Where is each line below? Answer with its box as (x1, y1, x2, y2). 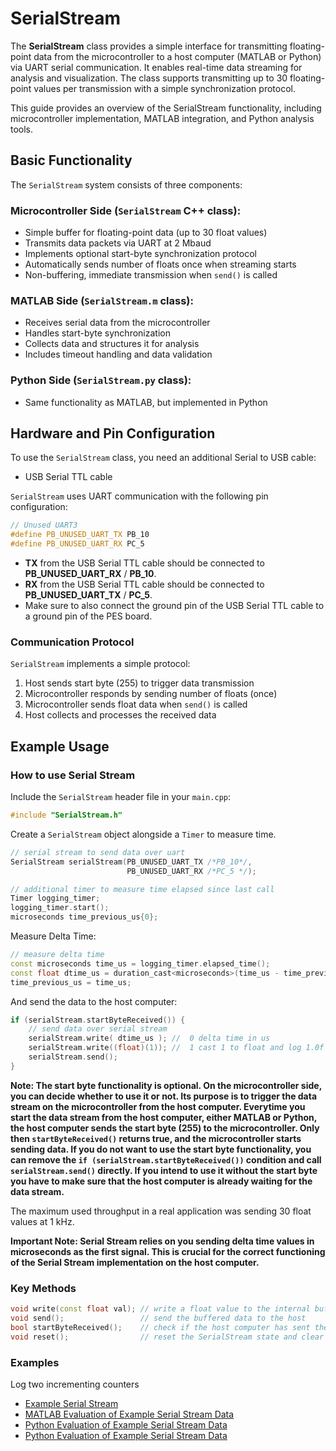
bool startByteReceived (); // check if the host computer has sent (10, 1322, 311, 1332)
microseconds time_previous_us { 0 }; (10, 912, 159, 922)
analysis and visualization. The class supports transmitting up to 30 (10, 72, 288, 84)
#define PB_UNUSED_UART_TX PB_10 (10, 530, 150, 540)
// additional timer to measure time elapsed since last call (10, 884, 275, 894)
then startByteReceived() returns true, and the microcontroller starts (10, 1132, 302, 1144)
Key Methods (10, 1281, 77, 1295)
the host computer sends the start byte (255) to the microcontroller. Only (10, 1122, 320, 1134)
